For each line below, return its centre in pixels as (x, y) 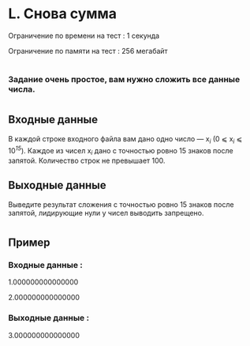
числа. (22, 89)
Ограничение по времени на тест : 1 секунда (84, 36)
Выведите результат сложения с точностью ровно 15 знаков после (121, 204)
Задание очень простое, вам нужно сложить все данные (124, 80)
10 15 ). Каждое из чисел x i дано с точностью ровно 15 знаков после (121, 150)
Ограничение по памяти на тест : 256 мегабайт (88, 51)
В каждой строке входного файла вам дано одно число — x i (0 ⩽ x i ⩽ (125, 139)
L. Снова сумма (62, 14)
